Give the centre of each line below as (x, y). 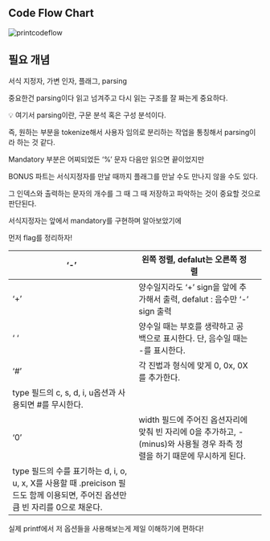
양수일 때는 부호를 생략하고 (186, 326)
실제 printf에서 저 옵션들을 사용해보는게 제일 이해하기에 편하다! (106, 528)
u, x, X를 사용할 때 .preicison (64, 483)
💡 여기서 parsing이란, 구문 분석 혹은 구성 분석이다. (87, 115)
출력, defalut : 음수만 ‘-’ (206, 299)
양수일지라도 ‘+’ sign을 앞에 (188, 287)
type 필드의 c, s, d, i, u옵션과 (64, 392)
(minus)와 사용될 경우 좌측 (186, 444)
